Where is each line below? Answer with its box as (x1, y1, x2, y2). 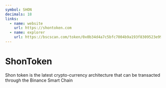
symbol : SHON (5, 7, 32, 12)
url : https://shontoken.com (14, 26, 72, 30)
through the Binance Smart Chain (5, 77, 73, 83)
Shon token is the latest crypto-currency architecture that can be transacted (5, 72, 161, 78)
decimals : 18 (5, 12, 32, 17)
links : (5, 16, 19, 21)
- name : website (9, 21, 43, 26)
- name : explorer (9, 30, 45, 35)
